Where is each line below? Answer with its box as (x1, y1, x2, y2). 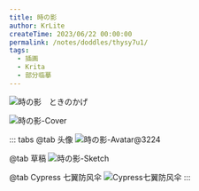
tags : (9, 46, 29, 55)
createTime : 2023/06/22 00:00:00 (9, 29, 133, 38)
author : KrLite (9, 21, 65, 30)
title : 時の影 (9, 12, 57, 22)
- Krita (17, 63, 46, 72)
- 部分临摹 (17, 71, 52, 80)
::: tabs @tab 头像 (9, 134, 73, 145)
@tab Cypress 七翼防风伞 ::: (9, 171, 191, 182)
